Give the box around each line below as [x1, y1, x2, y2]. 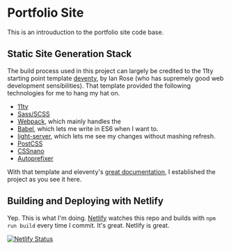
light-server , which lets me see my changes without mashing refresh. [17, 132, 216, 140]
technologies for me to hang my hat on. [7, 88, 120, 97]
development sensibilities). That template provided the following [7, 81, 191, 90]
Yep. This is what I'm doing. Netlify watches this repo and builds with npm [7, 214, 216, 222]
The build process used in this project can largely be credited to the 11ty [7, 66, 214, 75]
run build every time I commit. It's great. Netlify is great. [7, 221, 170, 229]
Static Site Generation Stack [7, 48, 132, 60]
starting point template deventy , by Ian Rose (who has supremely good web [7, 74, 224, 82]
